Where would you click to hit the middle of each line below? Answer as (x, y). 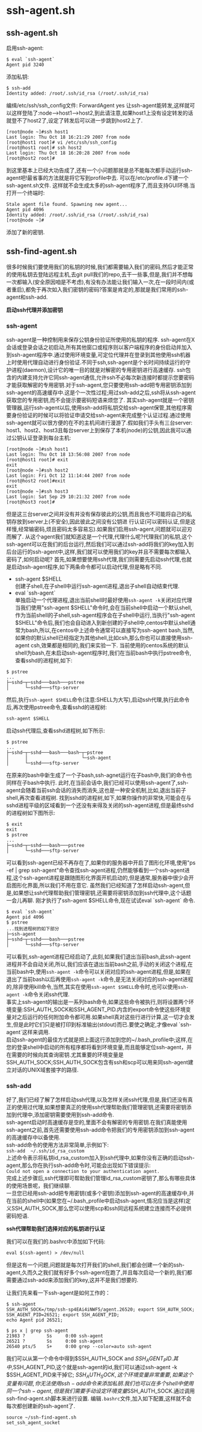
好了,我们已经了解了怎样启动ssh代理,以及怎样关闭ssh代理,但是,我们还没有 (97, 1100)
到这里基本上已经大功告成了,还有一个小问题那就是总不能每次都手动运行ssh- (99, 170)
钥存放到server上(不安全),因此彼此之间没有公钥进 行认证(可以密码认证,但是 (98, 522)
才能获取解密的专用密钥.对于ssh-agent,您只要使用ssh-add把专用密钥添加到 (99, 385)
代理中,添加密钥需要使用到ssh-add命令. (65, 1115)
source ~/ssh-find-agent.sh (41, 1418)
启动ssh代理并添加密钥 (35, 310)
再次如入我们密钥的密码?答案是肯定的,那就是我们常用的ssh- (115, 289)
